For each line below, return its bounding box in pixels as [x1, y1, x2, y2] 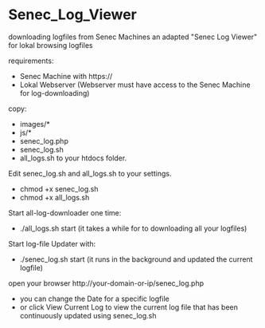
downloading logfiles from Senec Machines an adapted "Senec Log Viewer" [8, 32, 258, 41]
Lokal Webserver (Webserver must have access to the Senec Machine [19, 80, 251, 89]
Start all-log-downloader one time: [8, 207, 122, 217]
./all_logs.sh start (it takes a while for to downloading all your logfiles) [19, 223, 247, 233]
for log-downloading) [19, 88, 90, 97]
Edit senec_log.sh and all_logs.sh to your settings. [8, 168, 172, 178]
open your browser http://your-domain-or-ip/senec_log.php [8, 278, 205, 288]
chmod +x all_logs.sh [19, 192, 90, 202]
